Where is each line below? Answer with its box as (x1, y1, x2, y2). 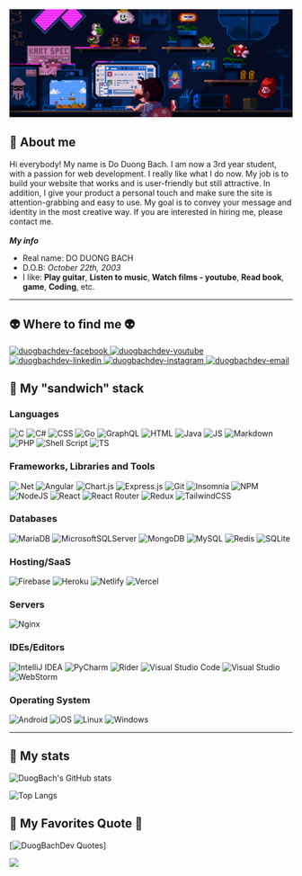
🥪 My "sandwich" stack (9, 380, 145, 396)
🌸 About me (9, 135, 76, 150)
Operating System (9, 693, 91, 706)
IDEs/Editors (9, 641, 66, 654)
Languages (9, 407, 60, 420)
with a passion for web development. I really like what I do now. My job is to (9, 168, 289, 179)
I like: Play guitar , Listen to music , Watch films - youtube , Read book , (22, 272, 285, 282)
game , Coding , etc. (22, 281, 95, 291)
